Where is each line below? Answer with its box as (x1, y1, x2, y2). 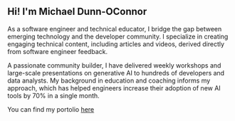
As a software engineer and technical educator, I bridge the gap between (7, 24, 222, 33)
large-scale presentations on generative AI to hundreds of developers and (7, 68, 225, 77)
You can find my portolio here (7, 105, 95, 113)
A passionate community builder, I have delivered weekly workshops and (7, 60, 221, 70)
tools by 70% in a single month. (7, 91, 100, 100)
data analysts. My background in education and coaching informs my (7, 76, 211, 85)
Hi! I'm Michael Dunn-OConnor (7, 6, 147, 18)
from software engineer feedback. (7, 47, 108, 56)
